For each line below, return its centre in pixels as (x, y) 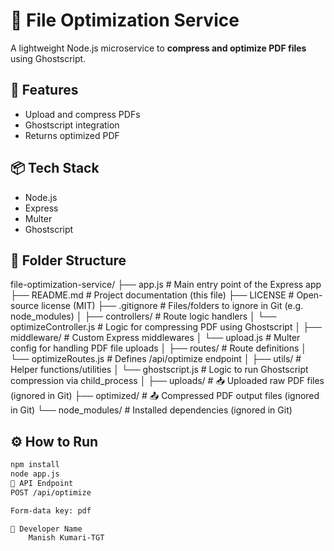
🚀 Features (44, 90)
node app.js (35, 474)
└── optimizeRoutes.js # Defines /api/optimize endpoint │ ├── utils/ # (156, 359)
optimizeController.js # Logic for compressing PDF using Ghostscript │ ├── (166, 327)
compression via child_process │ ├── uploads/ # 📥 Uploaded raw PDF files (167, 381)
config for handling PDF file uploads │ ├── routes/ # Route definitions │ (159, 348)
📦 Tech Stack (55, 168)
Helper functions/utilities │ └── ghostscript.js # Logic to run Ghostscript (159, 370)
